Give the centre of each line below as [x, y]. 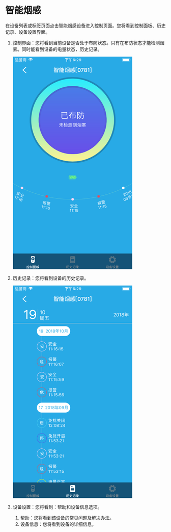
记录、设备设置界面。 [27, 32]
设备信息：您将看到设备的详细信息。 [58, 524]
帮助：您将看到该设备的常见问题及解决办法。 [67, 518]
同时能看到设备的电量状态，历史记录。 [62, 49]
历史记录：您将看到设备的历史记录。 [51, 278]
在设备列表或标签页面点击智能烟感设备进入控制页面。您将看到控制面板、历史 [85, 26]
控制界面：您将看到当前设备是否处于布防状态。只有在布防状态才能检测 [86, 43]
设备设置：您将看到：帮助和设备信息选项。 [57, 507]
